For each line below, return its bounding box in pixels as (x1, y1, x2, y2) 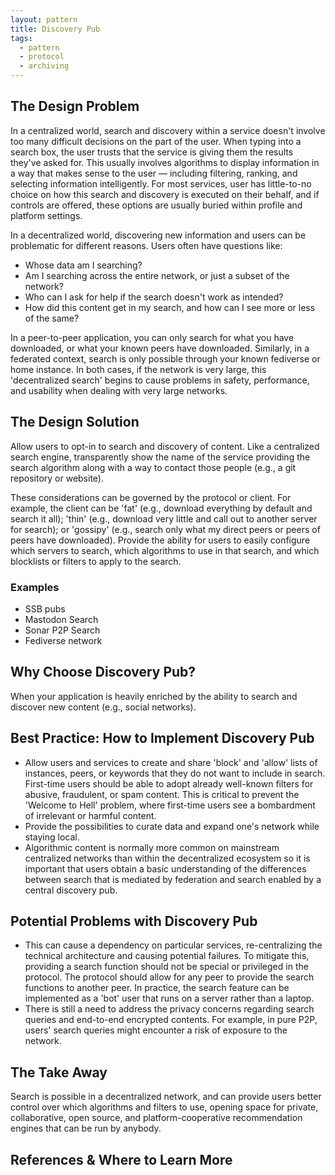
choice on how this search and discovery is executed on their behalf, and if (10, 188, 320, 200)
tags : (10, 33, 33, 43)
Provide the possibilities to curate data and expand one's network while (24, 820, 320, 832)
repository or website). (10, 472, 104, 484)
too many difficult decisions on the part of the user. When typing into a (10, 135, 302, 147)
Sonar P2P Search (24, 624, 101, 636)
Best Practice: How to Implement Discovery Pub (10, 730, 315, 747)
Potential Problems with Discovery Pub (10, 912, 258, 930)
